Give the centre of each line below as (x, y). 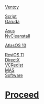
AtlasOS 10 (16, 45)
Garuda (12, 22)
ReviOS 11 (14, 55)
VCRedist (14, 65)
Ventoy (12, 7)
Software (14, 75)
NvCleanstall (17, 36)
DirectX (12, 60)
